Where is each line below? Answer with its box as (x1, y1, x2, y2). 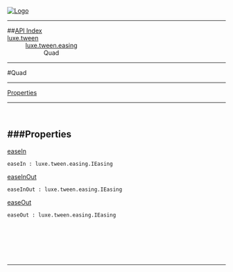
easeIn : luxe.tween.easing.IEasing (7, 160, 113, 167)
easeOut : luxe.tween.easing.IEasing (7, 212, 116, 219)
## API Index (7, 26, 43, 35)
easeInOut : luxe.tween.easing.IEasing (7, 186, 123, 193)
